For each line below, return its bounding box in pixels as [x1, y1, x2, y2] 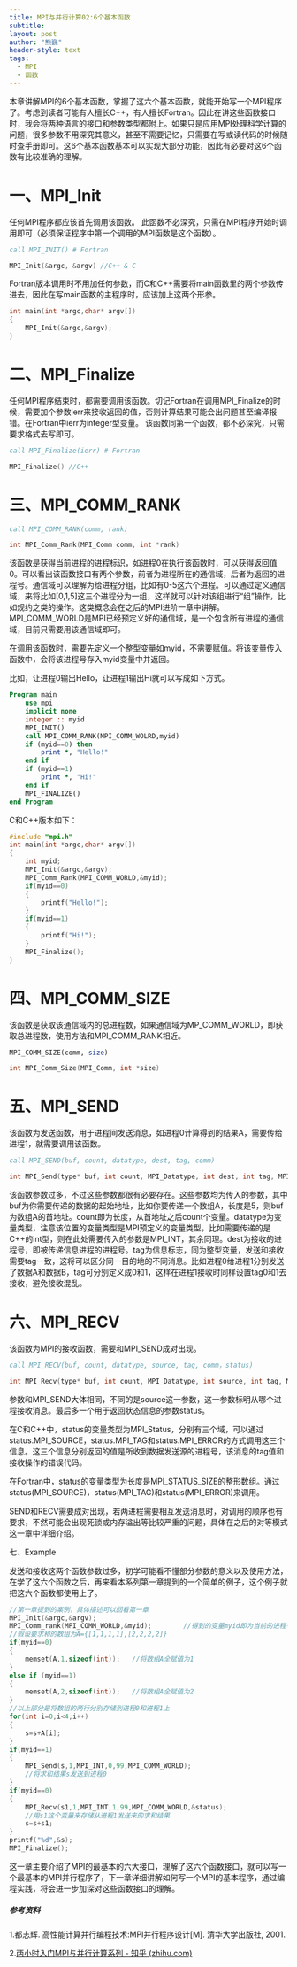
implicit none [25, 707, 77, 716]
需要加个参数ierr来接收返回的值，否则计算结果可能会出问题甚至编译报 [24, 406, 278, 417]
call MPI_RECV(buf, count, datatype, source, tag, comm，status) [9, 1361, 254, 1369]
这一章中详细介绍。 [9, 1528, 80, 1539]
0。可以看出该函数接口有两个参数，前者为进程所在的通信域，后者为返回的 [9, 568, 278, 580]
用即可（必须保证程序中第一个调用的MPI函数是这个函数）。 [9, 228, 221, 238]
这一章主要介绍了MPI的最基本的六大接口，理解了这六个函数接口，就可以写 [9, 1861, 279, 1871]
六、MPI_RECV [9, 1312, 120, 1332]
